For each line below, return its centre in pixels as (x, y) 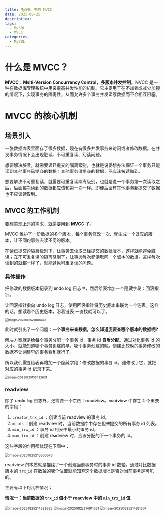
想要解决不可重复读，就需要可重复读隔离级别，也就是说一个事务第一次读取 (80, 181)
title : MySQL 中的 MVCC (29, 10)
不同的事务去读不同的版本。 (46, 240)
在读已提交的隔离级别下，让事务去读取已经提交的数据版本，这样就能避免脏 (80, 251)
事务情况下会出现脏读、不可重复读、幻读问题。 (56, 154)
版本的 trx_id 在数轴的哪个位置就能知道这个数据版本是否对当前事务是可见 (80, 471)
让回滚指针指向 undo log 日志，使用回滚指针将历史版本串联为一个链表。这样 (82, 305)
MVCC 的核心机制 (41, 116)
